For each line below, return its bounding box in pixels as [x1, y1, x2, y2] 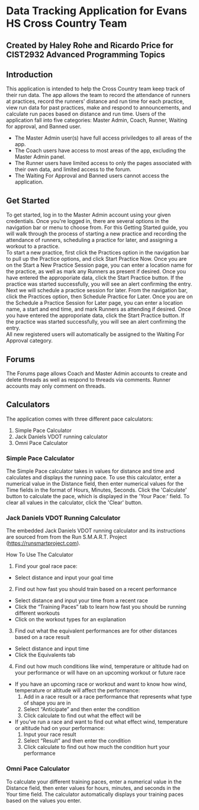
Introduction [6, 69, 53, 79]
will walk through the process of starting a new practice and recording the [6, 230, 187, 237]
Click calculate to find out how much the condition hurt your [23, 744, 170, 751]
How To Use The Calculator [6, 551, 73, 559]
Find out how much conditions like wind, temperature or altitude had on [14, 663, 190, 670]
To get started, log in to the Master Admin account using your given [6, 211, 171, 218]
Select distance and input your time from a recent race [14, 597, 148, 604]
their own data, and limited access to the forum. [14, 166, 131, 173]
